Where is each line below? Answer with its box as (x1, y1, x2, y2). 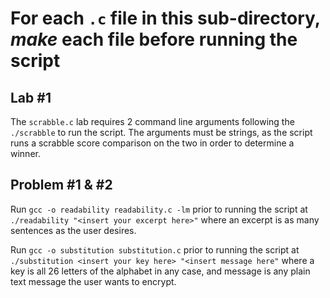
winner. (10, 148, 41, 159)
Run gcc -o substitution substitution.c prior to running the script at (10, 243, 300, 256)
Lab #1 (10, 89, 52, 106)
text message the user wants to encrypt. (10, 275, 177, 287)
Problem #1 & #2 (10, 177, 113, 194)
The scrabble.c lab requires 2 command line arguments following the (10, 116, 295, 127)
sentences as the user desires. (10, 224, 137, 236)
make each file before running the (10, 28, 298, 51)
